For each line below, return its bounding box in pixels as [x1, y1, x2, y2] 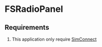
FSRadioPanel [4, 3, 63, 15]
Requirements [4, 23, 49, 32]
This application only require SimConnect [11, 36, 97, 42]
